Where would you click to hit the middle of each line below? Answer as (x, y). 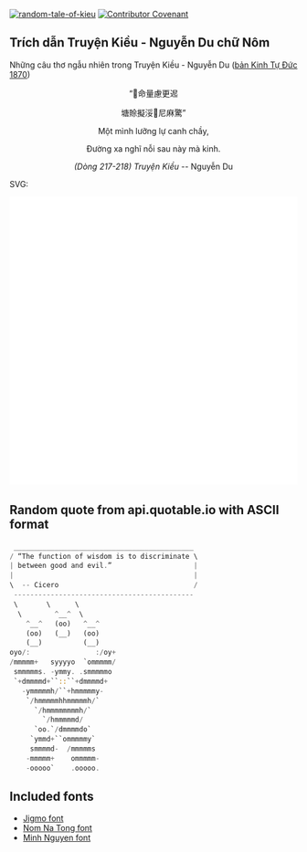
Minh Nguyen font (57, 838)
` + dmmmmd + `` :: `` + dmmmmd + (60, 681)
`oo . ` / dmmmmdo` (63, 730)
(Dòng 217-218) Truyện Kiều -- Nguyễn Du (153, 166)
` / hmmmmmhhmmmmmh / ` (63, 700)
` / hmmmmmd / (63, 720)
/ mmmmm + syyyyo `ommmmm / (63, 662)
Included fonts (52, 797)
